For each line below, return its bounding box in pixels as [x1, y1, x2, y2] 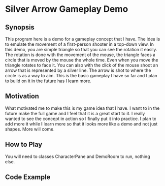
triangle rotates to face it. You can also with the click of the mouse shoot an [5, 62, 159, 68]
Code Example [5, 173, 51, 182]
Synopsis [5, 23, 34, 31]
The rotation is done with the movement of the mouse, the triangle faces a [5, 52, 156, 58]
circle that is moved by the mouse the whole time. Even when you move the [5, 57, 159, 62]
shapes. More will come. [5, 126, 55, 132]
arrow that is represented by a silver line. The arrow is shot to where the [5, 67, 151, 73]
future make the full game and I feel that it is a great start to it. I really [5, 110, 145, 116]
